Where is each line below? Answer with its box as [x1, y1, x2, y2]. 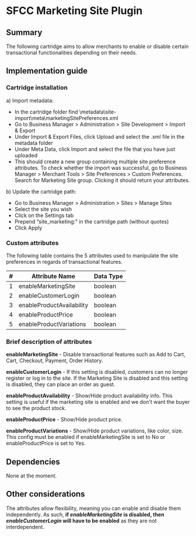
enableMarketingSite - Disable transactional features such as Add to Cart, [6, 351, 185, 358]
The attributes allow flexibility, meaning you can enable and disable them [6, 504, 181, 511]
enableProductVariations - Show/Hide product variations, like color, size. [6, 427, 184, 434]
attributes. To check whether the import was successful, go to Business [14, 164, 187, 171]
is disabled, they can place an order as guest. [6, 381, 116, 388]
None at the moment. [6, 472, 57, 479]
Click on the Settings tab [14, 212, 74, 219]
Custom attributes [6, 239, 59, 247]
